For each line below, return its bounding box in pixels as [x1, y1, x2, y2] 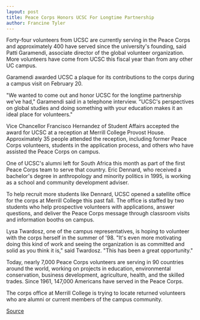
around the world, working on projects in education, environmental [6, 265, 171, 272]
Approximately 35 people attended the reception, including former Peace [6, 135, 187, 143]
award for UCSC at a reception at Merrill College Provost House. [6, 129, 165, 136]
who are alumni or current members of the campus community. [6, 296, 163, 303]
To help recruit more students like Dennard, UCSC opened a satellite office [6, 191, 191, 198]
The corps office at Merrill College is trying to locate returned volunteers [6, 289, 186, 297]
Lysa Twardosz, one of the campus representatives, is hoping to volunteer [6, 228, 190, 235]
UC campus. [6, 62, 37, 69]
